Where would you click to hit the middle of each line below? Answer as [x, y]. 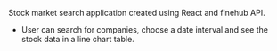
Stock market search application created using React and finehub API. [137, 13]
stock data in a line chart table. [77, 39]
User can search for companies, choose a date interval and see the [145, 29]
